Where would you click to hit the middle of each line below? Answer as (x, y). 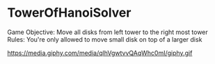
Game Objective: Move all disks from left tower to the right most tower (108, 32)
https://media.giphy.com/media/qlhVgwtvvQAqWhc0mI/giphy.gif (100, 53)
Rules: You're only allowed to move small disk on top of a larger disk (105, 39)
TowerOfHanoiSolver (69, 13)
